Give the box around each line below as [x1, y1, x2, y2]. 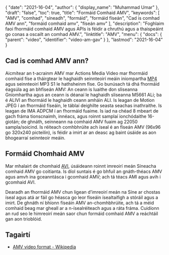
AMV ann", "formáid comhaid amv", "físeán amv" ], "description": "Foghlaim [5, 20, 164, 26]
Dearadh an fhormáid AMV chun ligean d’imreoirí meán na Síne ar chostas [5, 189, 161, 195]
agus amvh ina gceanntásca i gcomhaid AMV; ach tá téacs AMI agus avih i [5, 173, 161, 179]
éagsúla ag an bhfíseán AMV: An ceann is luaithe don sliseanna [5, 86, 138, 92]
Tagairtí [5, 231, 30, 239]
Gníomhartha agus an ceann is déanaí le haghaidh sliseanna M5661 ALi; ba [5, 91, 162, 98]
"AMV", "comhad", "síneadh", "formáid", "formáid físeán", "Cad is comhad [5, 15, 160, 21]
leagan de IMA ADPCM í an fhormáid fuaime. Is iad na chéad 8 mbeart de [5, 107, 159, 114]
